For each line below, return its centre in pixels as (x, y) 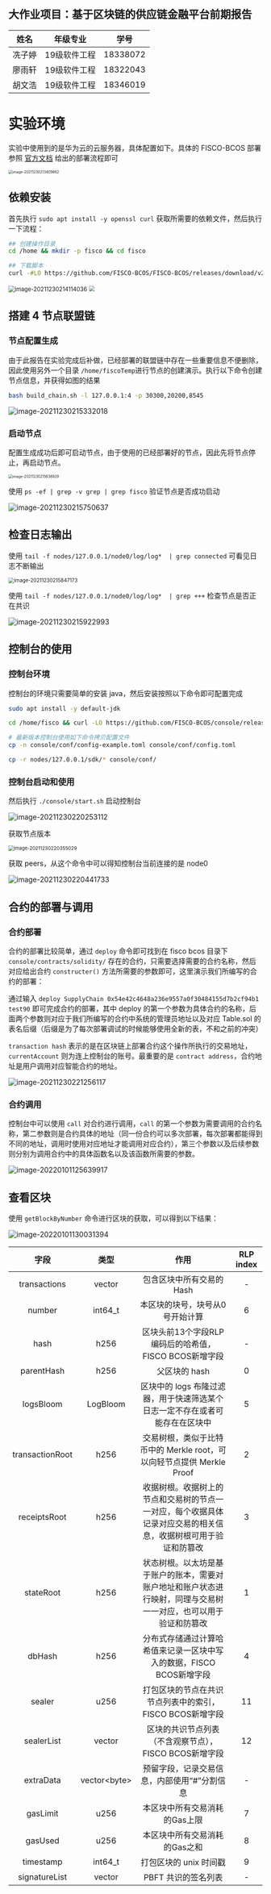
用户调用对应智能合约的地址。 (72, 1066)
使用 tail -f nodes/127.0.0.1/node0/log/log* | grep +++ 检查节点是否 (129, 595)
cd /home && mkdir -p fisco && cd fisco (77, 251)
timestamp (42, 1862)
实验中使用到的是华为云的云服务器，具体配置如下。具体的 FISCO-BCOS (127, 148)
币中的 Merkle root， (179, 1450)
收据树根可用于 (187, 1536)
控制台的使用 (40, 649)
